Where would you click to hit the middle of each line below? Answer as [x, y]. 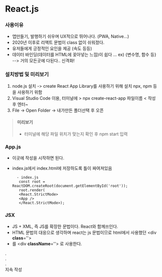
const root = [32, 182]
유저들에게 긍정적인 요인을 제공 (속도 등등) [52, 49]
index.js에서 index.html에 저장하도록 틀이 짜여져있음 [62, 168]
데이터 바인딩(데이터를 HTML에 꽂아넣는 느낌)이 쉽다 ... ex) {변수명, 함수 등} [84, 55]
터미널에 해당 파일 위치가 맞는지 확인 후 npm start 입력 [76, 134]
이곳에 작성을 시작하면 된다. [38, 158]
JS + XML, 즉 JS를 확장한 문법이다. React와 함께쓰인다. [65, 226]
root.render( [32, 190]
